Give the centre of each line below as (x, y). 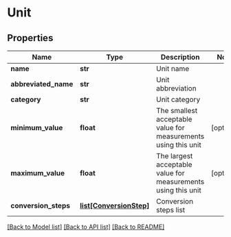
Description (180, 57)
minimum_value (37, 128)
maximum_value (38, 173)
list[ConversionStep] (115, 205)
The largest (174, 156)
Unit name (173, 68)
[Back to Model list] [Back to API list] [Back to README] (86, 227)
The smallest (177, 111)
